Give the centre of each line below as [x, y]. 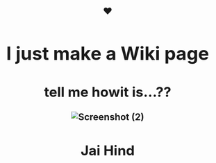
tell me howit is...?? [108, 92]
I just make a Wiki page [108, 53]
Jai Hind [108, 150]
